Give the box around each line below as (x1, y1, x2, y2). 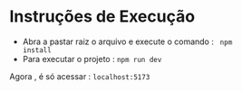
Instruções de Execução (9, 6, 196, 27)
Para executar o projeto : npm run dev (22, 53, 162, 64)
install (22, 45, 52, 55)
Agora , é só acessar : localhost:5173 (9, 70, 150, 82)
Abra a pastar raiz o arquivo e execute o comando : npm (22, 36, 233, 47)
